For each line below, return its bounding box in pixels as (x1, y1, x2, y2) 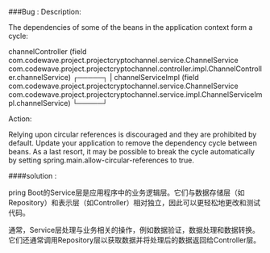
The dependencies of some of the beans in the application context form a (8, 23, 253, 32)
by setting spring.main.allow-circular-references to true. (8, 155, 195, 165)
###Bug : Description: (8, 7, 82, 16)
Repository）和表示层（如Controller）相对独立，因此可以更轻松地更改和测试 (8, 198, 261, 207)
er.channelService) (8, 73, 71, 82)
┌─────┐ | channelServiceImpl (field (72, 73, 199, 82)
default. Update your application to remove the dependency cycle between (8, 138, 258, 148)
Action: (8, 114, 32, 124)
